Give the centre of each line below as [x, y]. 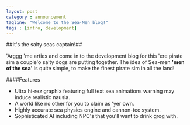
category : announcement [36, 17]
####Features [23, 80]
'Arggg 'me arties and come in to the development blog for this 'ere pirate [94, 56]
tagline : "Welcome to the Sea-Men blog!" [57, 22]
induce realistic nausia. [42, 97]
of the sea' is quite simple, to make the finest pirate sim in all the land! [90, 69]
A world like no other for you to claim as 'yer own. [74, 104]
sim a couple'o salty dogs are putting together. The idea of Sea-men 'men [96, 62]
